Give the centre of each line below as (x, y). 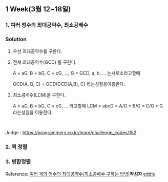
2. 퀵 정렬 (16, 147)
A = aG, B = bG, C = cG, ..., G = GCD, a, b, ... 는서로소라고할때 (77, 73)
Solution (16, 39)
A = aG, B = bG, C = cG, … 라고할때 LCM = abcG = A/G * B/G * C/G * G (88, 106)
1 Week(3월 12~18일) (38, 9)
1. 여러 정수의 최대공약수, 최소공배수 (47, 25)
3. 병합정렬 (18, 162)
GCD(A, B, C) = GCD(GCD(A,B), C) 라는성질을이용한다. (69, 84)
